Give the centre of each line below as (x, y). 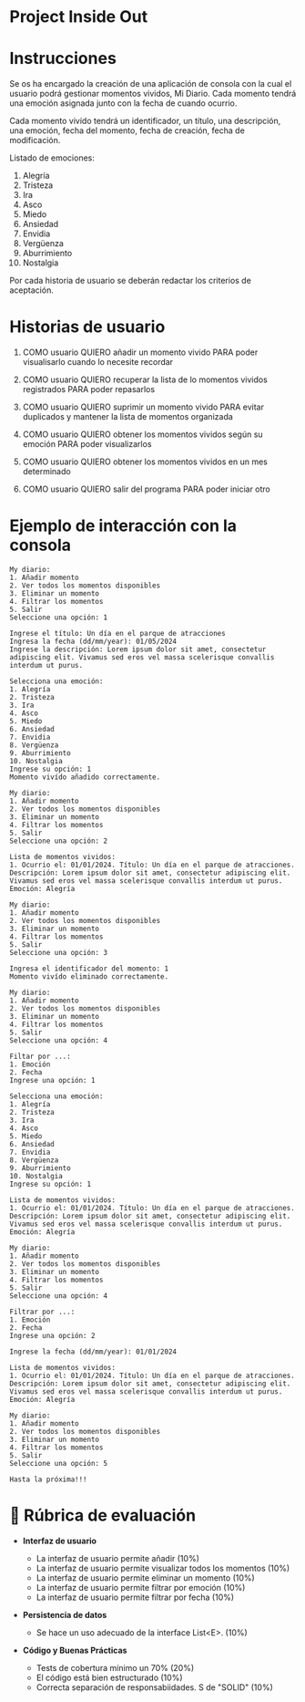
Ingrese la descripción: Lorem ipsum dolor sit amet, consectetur (138, 649)
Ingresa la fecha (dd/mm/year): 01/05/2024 (93, 641)
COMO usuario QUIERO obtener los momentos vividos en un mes (145, 462)
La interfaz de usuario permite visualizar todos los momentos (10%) (163, 1568)
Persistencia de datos (65, 1614)
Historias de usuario (87, 327)
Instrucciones (63, 59)
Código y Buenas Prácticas (75, 1650)
